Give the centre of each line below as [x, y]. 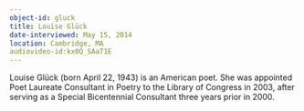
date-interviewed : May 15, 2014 [71, 35]
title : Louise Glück [49, 26]
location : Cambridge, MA [57, 43]
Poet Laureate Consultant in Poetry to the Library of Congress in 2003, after [152, 87]
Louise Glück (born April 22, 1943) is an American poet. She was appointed [151, 77]
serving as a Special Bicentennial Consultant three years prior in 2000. [142, 97]
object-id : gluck [42, 18]
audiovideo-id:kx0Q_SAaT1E [61, 52]
